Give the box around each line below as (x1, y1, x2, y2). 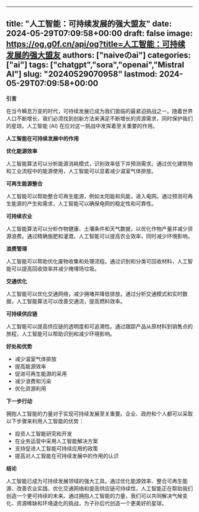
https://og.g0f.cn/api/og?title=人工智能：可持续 (6, 39, 185, 49)
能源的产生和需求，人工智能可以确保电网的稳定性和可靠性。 (11, 199, 157, 207)
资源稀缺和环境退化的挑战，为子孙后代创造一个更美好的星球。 (16, 500, 167, 507)
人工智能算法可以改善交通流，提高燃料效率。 (16, 297, 126, 305)
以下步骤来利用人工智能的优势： (6, 417, 84, 424)
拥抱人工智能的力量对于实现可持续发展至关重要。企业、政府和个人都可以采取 (6, 410, 193, 417)
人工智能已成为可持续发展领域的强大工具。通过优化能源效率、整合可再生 (6, 477, 182, 484)
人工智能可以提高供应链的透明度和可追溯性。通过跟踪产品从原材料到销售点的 (6, 323, 193, 330)
